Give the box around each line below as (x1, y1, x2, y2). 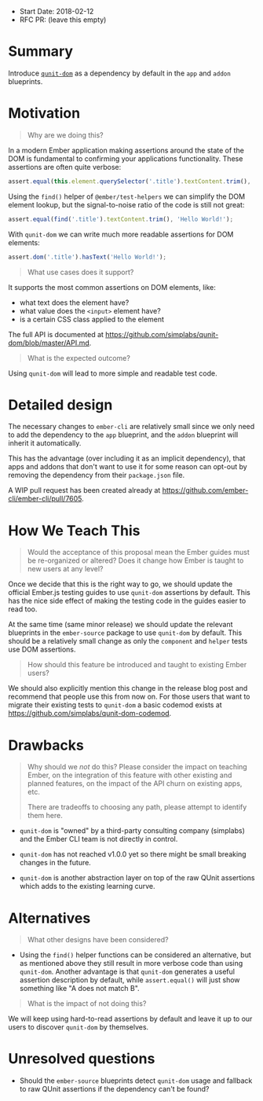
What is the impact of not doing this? (27, 999, 147, 1008)
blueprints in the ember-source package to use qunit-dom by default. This (8, 628, 243, 637)
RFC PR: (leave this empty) (19, 15, 107, 24)
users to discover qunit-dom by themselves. (8, 1022, 149, 1032)
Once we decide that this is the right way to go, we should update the (8, 579, 233, 589)
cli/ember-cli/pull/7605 (8, 494, 82, 504)
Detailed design (8, 396, 113, 413)
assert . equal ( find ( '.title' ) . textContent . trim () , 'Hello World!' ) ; (8, 215, 234, 223)
